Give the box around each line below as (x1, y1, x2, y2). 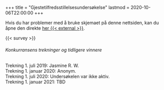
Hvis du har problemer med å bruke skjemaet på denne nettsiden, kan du (5, 20, 159, 26)
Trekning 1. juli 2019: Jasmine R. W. (5, 62, 79, 69)
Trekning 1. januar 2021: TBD (5, 79, 65, 85)
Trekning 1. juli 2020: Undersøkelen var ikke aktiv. (5, 74, 110, 80)
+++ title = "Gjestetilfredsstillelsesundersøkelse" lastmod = (5, 5, 130, 10)
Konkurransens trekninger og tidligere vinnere (5, 47, 102, 53)
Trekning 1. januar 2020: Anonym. (5, 68, 77, 74)
